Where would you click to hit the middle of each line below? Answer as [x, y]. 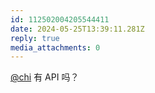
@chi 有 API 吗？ [45, 77]
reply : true [35, 38]
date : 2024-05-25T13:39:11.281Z [77, 29]
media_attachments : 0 [55, 47]
